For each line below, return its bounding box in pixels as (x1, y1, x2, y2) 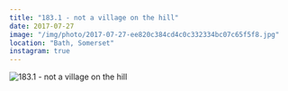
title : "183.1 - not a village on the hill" (9, 13, 179, 23)
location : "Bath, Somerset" (9, 38, 115, 48)
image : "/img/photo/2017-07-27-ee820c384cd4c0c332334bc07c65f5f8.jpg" (9, 30, 280, 39)
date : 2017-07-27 (9, 22, 75, 31)
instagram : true (9, 47, 70, 56)
